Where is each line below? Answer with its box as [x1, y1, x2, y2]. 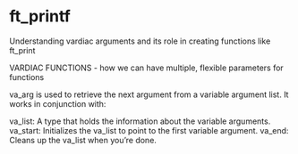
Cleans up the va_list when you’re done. [9, 134, 157, 145]
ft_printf [9, 6, 72, 27]
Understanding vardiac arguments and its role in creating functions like [9, 36, 271, 46]
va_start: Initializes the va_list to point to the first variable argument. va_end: [9, 125, 289, 135]
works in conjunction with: [9, 98, 106, 109]
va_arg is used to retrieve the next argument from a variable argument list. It [9, 89, 289, 100]
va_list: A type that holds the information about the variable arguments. [9, 116, 271, 126]
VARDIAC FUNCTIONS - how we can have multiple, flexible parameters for [9, 62, 284, 73]
